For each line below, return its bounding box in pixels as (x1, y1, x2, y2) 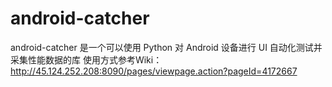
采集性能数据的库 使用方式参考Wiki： (10, 53, 163, 66)
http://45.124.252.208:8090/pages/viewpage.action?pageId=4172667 (10, 65, 298, 77)
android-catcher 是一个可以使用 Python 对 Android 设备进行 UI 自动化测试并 (10, 41, 323, 53)
